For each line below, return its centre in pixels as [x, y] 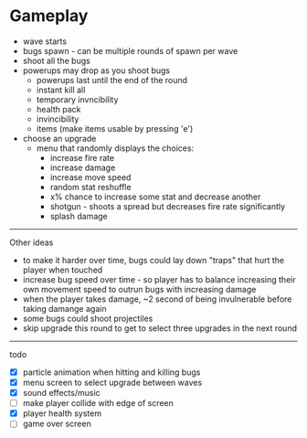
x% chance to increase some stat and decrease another [155, 197]
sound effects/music [61, 393]
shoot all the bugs [57, 60]
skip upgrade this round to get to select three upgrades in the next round [159, 328]
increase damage [83, 167]
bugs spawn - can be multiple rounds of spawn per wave [130, 50]
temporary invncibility [77, 99]
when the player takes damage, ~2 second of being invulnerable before [157, 299]
